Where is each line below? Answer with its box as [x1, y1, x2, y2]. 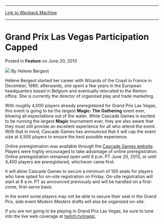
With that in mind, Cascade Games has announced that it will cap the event [5, 128, 156, 134]
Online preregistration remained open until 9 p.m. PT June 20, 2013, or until [5, 154, 157, 159]
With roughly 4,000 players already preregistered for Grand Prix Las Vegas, [5, 102, 157, 108]
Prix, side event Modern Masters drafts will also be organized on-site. [5, 199, 145, 204]
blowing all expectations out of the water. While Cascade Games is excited [5, 113, 155, 119]
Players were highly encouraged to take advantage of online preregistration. [5, 148, 158, 154]
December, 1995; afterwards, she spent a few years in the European [5, 83, 142, 89]
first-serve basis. [19, 184, 53, 190]
